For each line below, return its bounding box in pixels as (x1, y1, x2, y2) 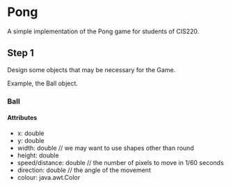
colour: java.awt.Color (17, 173, 81, 181)
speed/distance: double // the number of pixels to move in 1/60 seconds (17, 158, 224, 166)
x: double (17, 129, 45, 137)
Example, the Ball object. (7, 79, 79, 87)
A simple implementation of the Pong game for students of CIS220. (7, 27, 200, 35)
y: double (17, 136, 45, 144)
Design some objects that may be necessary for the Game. (7, 65, 176, 74)
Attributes (7, 114, 38, 122)
